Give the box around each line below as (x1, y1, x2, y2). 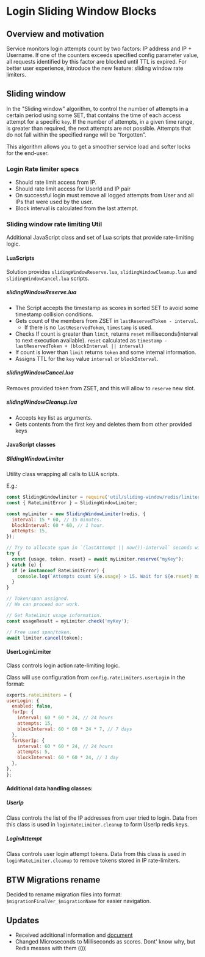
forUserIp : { (12, 737, 45, 744)
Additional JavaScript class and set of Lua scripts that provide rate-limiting (6, 234, 194, 241)
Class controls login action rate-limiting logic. (6, 662, 120, 669)
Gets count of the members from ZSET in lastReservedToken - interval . (15, 317, 198, 324)
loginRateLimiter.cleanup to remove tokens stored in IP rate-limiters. (6, 857, 181, 864)
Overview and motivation (6, 29, 104, 39)
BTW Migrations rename (6, 874, 101, 885)
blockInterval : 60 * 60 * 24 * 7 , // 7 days (17, 726, 132, 732)
